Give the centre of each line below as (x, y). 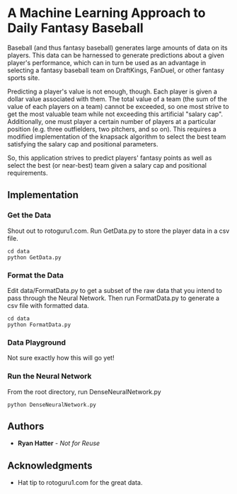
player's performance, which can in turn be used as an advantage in (107, 62)
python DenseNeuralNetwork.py (52, 405)
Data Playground (36, 343)
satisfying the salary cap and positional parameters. (83, 144)
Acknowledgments (50, 465)
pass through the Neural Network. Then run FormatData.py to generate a (114, 298)
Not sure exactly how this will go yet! (61, 358)
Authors (26, 426)
